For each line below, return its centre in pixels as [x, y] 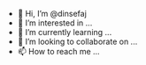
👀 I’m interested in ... [55, 23]
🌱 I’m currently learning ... [65, 32]
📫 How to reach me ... [58, 51]
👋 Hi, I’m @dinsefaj [52, 14]
